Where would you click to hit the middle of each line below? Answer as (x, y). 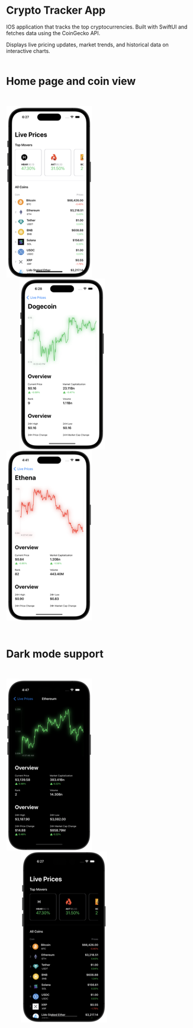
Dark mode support (55, 654)
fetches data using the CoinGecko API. (53, 33)
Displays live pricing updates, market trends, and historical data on (87, 45)
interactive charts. (28, 51)
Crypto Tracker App (56, 10)
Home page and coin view (71, 81)
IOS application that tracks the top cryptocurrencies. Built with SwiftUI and (97, 27)
